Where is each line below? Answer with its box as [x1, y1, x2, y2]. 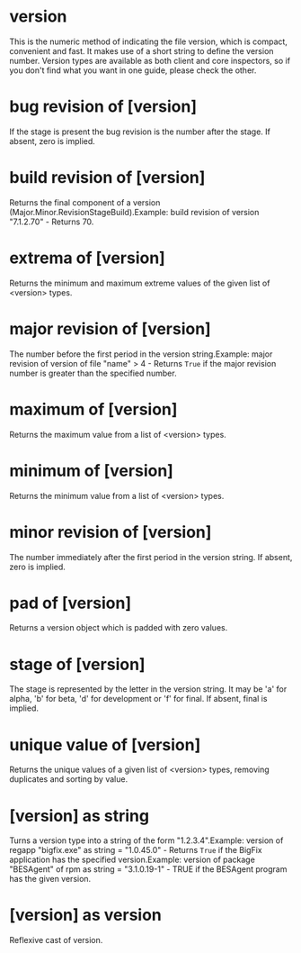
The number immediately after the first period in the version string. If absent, [9, 551, 293, 562]
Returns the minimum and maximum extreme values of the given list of [9, 277, 270, 288]
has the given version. [9, 874, 92, 885]
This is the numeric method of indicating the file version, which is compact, [9, 36, 288, 47]
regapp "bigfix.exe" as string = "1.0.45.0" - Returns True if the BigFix [9, 845, 262, 856]
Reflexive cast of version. [9, 935, 103, 946]
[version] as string [9, 805, 150, 826]
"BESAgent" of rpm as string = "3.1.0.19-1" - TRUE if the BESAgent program [9, 864, 288, 875]
